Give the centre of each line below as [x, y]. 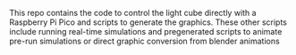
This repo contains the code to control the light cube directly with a [133, 13]
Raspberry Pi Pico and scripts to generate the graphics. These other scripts [148, 22]
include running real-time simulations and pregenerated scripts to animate [146, 31]
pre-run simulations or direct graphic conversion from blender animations [144, 41]
